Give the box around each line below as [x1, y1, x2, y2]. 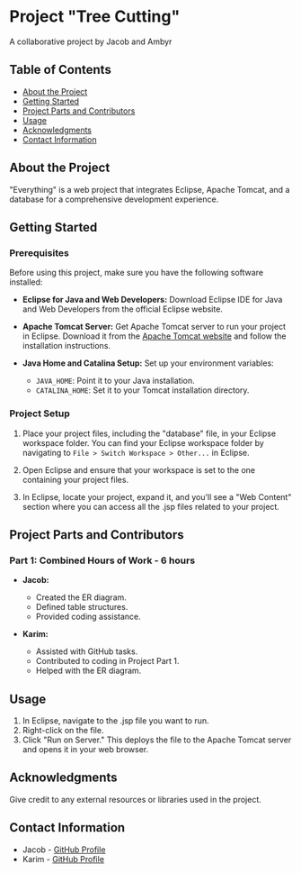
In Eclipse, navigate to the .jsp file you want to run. [22, 715, 209, 726]
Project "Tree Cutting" [9, 6, 181, 27]
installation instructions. [22, 341, 111, 351]
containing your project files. [22, 474, 128, 485]
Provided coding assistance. [35, 611, 141, 623]
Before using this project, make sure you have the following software [9, 268, 263, 278]
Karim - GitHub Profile [22, 853, 105, 864]
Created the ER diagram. [35, 592, 128, 603]
